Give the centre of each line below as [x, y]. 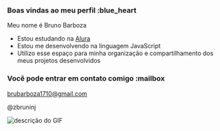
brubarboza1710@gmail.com [47, 93]
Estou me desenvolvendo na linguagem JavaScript [89, 46]
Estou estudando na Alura [54, 39]
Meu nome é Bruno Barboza [47, 26]
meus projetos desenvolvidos [59, 61]
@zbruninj [22, 107]
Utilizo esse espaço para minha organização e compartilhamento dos [115, 53]
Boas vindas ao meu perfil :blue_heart [72, 10]
